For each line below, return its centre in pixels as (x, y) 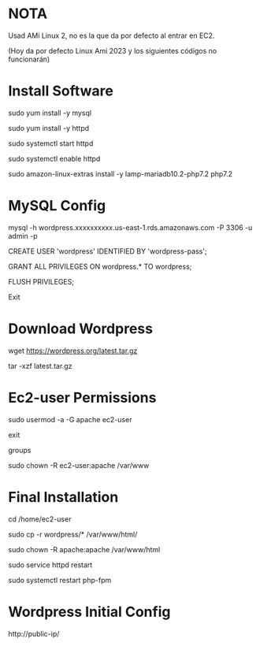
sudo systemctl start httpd (51, 143)
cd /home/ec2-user (40, 519)
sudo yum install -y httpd (49, 128)
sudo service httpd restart (50, 565)
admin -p (23, 236)
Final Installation (63, 497)
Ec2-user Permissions (82, 397)
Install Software (61, 91)
